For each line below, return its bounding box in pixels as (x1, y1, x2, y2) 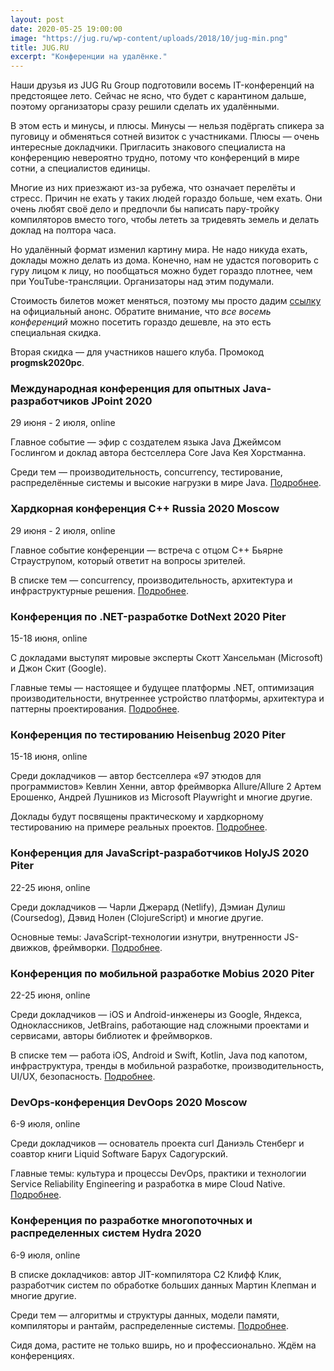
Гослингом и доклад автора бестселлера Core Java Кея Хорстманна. (10, 447, 307, 459)
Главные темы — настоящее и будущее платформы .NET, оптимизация (10, 682, 315, 694)
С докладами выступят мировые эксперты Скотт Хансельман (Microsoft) (10, 652, 324, 664)
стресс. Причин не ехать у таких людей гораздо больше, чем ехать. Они (10, 192, 323, 205)
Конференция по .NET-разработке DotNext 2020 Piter (10, 609, 287, 623)
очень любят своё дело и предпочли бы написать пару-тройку (10, 203, 280, 215)
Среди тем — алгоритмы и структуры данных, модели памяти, (10, 1309, 280, 1321)
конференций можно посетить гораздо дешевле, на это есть (10, 316, 272, 328)
